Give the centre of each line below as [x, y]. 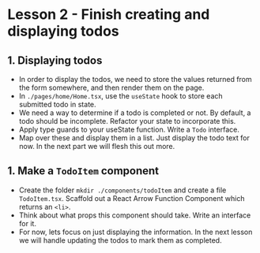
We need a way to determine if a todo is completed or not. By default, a [135, 113]
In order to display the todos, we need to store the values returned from [135, 79]
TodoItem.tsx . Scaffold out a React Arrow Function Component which [132, 198]
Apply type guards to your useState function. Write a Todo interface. [129, 129]
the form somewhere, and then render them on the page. [111, 87]
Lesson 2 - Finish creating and [109, 15]
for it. [28, 223]
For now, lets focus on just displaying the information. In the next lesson [136, 232]
